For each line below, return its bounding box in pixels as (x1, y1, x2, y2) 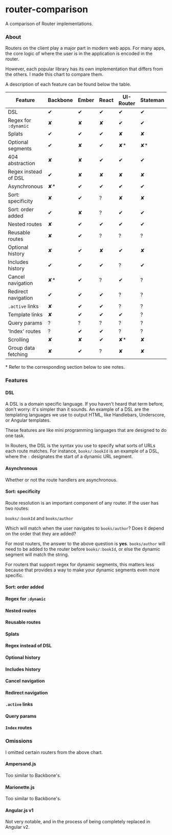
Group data (8, 345, 35, 352)
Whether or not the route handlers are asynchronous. (5, 476, 118, 483)
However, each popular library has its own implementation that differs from (5, 66, 163, 72)
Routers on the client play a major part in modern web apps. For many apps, (5, 45, 165, 51)
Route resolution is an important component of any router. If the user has (5, 500, 159, 506)
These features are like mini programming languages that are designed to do (5, 427, 167, 433)
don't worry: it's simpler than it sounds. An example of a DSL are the (5, 406, 149, 412)
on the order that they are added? (5, 530, 76, 536)
